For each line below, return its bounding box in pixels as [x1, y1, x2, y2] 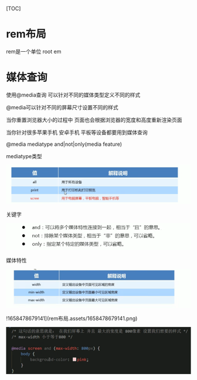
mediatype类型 [6, 152, 42, 159]
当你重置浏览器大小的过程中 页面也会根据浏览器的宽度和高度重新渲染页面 [6, 116, 182, 123]
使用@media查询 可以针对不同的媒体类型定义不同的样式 [6, 91, 141, 98]
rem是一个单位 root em [6, 48, 62, 55]
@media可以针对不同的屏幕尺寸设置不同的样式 [6, 104, 118, 111]
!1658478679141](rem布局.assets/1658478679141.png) [6, 315, 138, 322]
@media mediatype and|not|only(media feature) [6, 141, 122, 148]
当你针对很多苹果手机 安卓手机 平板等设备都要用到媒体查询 [6, 129, 148, 136]
